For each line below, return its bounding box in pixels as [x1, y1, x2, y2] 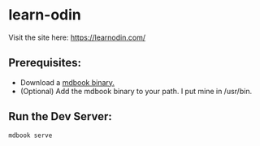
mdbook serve [8, 131, 53, 140]
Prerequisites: [8, 56, 81, 70]
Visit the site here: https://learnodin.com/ [8, 32, 146, 42]
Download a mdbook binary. [19, 77, 115, 87]
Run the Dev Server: [8, 109, 112, 123]
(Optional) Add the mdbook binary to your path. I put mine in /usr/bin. [19, 86, 253, 96]
